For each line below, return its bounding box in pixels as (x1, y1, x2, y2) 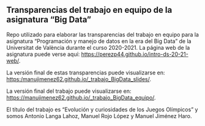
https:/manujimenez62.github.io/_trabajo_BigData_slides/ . (6, 75, 152, 82)
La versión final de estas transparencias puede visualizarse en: (6, 69, 165, 76)
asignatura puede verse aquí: (6, 50, 80, 58)
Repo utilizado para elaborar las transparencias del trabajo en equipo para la (6, 31, 199, 38)
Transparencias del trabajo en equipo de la (6, 5, 173, 15)
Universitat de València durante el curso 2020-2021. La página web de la (6, 44, 190, 51)
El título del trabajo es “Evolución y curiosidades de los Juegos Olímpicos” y (6, 106, 198, 113)
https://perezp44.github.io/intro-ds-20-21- (81, 50, 188, 58)
